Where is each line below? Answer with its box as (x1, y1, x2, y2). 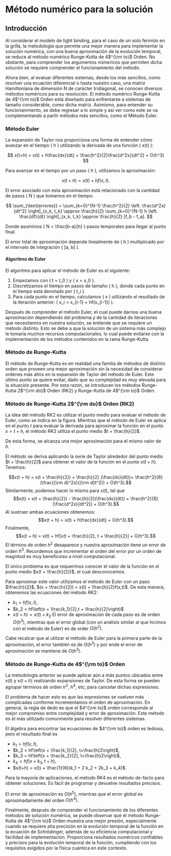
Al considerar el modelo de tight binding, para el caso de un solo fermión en (5, 37, 165, 43)
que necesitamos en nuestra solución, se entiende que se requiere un (5, 319, 152, 326)
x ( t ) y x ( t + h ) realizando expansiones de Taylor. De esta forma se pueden (5, 677, 160, 683)
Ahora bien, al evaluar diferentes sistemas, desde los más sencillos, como (5, 75, 161, 80)
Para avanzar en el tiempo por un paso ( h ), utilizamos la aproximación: (5, 168, 156, 174)
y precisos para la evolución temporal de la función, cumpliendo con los (5, 840, 157, 846)
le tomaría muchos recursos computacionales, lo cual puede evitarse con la (5, 331, 164, 337)
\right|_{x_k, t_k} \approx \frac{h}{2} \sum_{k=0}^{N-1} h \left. (28, 208, 158, 214)
